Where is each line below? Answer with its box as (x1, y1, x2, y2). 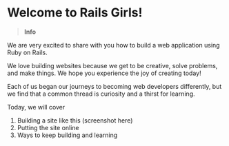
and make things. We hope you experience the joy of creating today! (7, 69, 201, 77)
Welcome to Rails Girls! (7, 5, 143, 21)
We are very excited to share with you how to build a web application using (7, 41, 220, 49)
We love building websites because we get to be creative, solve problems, (7, 61, 218, 70)
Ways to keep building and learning (17, 131, 118, 139)
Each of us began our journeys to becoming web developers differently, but (7, 82, 222, 90)
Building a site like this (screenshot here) (17, 116, 133, 125)
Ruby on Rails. (7, 48, 48, 56)
